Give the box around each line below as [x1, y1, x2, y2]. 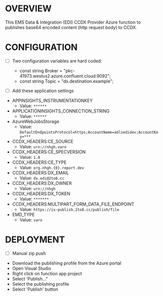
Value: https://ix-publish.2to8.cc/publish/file [19, 207, 119, 212]
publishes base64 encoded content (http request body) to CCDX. [5, 24, 137, 30]
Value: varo [19, 217, 43, 223]
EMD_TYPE [12, 212, 35, 217]
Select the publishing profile [12, 281, 70, 287]
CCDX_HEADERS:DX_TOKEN [12, 191, 70, 197]
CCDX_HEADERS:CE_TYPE [12, 159, 67, 165]
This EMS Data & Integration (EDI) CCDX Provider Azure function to [5, 19, 141, 25]
